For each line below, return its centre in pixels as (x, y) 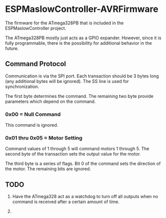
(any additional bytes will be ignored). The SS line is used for (67, 81)
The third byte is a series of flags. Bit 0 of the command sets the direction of (83, 164)
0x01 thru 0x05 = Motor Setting (44, 138)
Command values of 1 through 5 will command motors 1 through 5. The (77, 149)
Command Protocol (36, 64)
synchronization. (22, 86)
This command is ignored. (32, 125)
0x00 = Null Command (33, 114)
